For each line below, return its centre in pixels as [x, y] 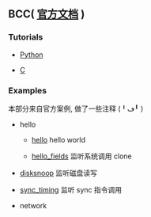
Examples [28, 90]
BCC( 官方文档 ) [47, 14]
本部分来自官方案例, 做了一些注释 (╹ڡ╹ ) [76, 108]
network [33, 205]
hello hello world [58, 139]
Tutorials [26, 37]
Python [31, 55]
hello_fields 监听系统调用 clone [81, 156]
